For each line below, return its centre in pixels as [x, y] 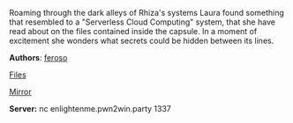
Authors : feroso [38, 58]
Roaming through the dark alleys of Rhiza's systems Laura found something [147, 13]
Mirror [21, 92]
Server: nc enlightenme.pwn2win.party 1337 [90, 109]
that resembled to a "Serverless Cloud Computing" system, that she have [143, 22]
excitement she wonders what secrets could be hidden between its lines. [142, 40]
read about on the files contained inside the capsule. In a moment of [133, 31]
